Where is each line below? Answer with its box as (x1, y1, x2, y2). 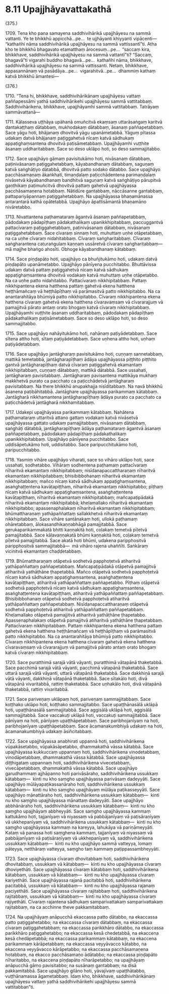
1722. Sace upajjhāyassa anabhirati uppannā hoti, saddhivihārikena (5, 738, 145, 744)
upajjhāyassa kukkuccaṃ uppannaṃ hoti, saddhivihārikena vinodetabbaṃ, (5, 749, 160, 755)
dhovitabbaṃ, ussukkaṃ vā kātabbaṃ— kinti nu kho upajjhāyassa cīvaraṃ (5, 861, 161, 867)
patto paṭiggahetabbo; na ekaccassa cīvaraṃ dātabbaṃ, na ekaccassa (5, 919, 152, 925)
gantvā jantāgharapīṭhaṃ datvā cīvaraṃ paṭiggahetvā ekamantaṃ (5, 361, 142, 368)
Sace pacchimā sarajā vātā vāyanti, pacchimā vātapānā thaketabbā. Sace (5, 665, 158, 671)
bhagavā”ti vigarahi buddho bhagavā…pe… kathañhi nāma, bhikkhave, (5, 57, 153, 63)
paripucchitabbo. (5, 447, 41, 453)
